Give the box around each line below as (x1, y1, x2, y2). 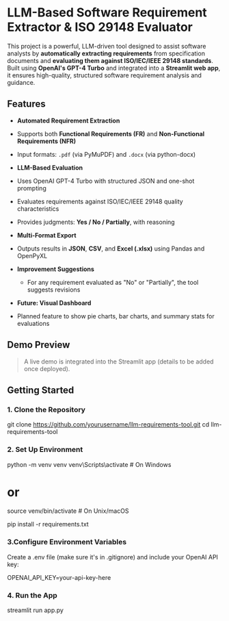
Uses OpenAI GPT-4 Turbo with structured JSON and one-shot (16, 177, 195, 185)
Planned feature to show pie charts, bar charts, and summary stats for (16, 312, 215, 320)
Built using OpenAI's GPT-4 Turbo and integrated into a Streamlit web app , (7, 64, 221, 72)
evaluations (16, 319, 50, 327)
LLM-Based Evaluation (16, 163, 83, 172)
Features (7, 98, 46, 110)
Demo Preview (7, 339, 70, 351)
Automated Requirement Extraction (16, 116, 120, 125)
